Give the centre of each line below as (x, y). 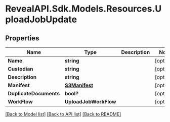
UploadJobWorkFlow (90, 102)
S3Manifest (79, 85)
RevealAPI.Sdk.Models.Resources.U (83, 9)
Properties (22, 38)
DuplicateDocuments (34, 94)
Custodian (20, 69)
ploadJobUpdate (41, 19)
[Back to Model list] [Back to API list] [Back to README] (63, 114)
